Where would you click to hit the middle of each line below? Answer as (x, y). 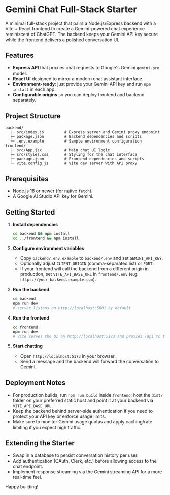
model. (20, 73)
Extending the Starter (40, 443)
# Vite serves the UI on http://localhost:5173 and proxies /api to (87, 337)
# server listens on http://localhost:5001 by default (72, 308)
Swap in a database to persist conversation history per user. (75, 455)
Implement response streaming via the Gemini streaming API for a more (87, 471)
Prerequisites (27, 179)
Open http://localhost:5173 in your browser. (68, 356)
